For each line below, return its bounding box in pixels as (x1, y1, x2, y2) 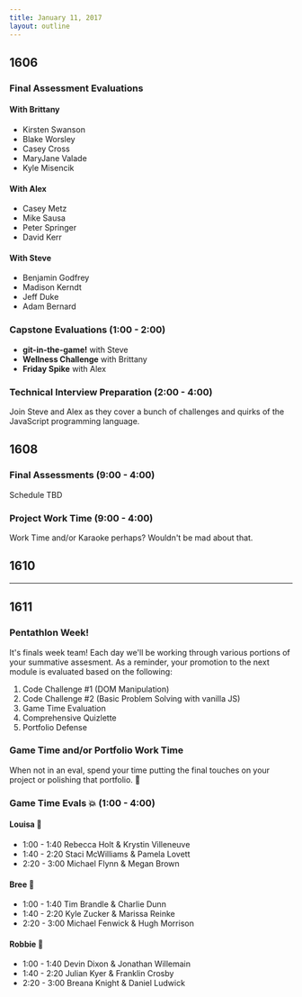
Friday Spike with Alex (22, 363, 106, 374)
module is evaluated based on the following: (9, 666, 173, 676)
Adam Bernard (22, 301, 76, 312)
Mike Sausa (22, 213, 66, 223)
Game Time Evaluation (22, 702, 106, 713)
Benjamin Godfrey (22, 272, 90, 284)
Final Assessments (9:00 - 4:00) (9, 469, 155, 482)
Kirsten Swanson (22, 124, 85, 135)
